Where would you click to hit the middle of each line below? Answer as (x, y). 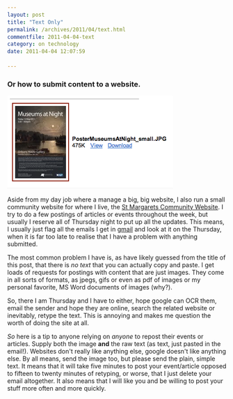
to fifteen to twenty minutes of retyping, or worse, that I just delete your (110, 374)
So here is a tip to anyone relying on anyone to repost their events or (105, 337)
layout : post (26, 15)
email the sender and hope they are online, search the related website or (111, 308)
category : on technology (43, 44)
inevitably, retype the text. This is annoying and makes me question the (109, 316)
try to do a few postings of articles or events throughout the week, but (108, 214)
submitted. (23, 244)
